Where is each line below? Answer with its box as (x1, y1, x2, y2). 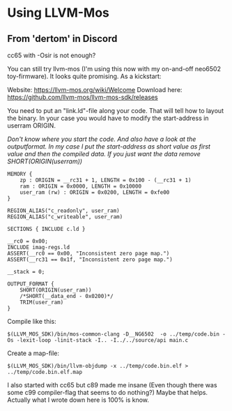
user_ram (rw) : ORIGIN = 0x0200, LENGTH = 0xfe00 (20, 189, 170, 196)
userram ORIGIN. (7, 121, 56, 130)
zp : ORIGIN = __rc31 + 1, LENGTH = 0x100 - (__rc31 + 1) (20, 177, 192, 184)
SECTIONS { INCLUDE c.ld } (7, 225, 86, 232)
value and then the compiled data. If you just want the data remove (7, 150, 201, 158)
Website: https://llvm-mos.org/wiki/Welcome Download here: (7, 86, 183, 94)
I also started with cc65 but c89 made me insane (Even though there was (7, 381, 217, 389)
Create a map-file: (7, 349, 60, 357)
